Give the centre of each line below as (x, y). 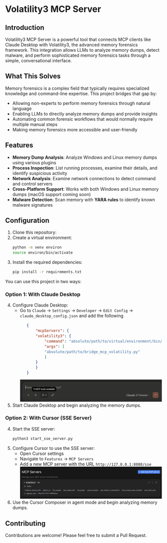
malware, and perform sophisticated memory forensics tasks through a (78, 55)
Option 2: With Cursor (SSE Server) (48, 418)
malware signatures (33, 205)
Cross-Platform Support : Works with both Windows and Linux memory (85, 189)
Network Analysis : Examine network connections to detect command (84, 178)
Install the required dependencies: (47, 262)
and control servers (32, 184)
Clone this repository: (34, 232)
